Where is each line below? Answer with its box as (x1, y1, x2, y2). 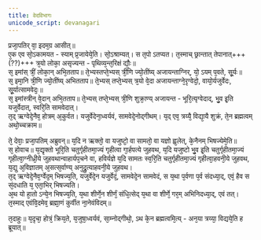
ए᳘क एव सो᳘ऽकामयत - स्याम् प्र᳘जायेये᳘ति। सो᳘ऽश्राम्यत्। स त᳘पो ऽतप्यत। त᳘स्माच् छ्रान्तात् (8, 49, 212, 59)
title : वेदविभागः (8, 11, 53, 20)
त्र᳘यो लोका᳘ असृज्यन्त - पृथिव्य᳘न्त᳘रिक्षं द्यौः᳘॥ (35, 58, 136, 68)
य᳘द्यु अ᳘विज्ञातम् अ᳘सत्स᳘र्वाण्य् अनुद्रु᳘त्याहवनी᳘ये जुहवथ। (8, 162, 133, 172)
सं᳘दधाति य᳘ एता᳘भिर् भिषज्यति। (8, 180, 80, 190)
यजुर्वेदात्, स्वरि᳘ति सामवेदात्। (8, 102, 79, 112)
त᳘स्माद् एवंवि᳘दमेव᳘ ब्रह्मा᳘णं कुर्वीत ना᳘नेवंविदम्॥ (8, 198, 112, 207)
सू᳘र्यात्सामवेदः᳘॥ (8, 84, 43, 94)
